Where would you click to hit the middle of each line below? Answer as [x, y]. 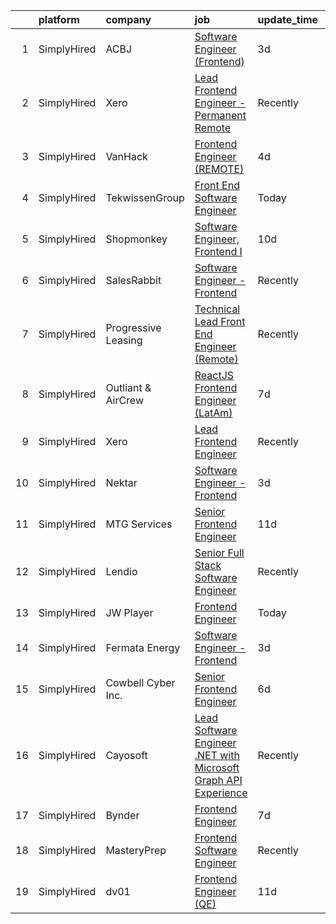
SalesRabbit [133, 280]
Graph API [218, 780]
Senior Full [219, 552]
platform [59, 19]
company [128, 19]
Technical [217, 309]
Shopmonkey [136, 239]
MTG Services [139, 524]
